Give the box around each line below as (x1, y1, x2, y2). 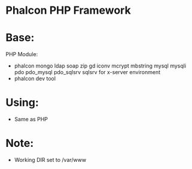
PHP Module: (5, 51, 38, 58)
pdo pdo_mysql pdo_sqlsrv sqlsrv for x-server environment (14, 69, 161, 76)
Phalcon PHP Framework (5, 4, 131, 17)
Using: (5, 96, 39, 109)
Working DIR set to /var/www (14, 156, 87, 163)
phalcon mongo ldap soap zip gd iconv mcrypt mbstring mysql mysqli (14, 62, 187, 69)
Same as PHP (14, 116, 48, 123)
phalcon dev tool (14, 75, 56, 82)
